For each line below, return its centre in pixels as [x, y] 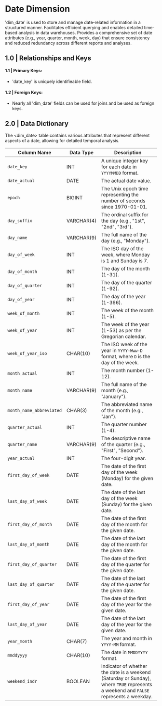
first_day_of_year [28, 604]
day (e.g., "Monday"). [126, 241]
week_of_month [24, 313]
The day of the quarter [127, 282]
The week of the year [125, 324]
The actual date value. [126, 180]
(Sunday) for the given [127, 504]
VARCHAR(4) [82, 221]
